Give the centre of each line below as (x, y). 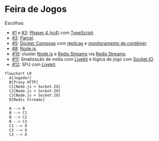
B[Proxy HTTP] (24, 82)
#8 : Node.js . (24, 48)
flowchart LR (18, 73)
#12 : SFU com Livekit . (34, 64)
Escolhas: (15, 23)
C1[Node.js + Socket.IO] (35, 86)
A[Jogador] (20, 78)
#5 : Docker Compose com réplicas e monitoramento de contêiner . (80, 43)
